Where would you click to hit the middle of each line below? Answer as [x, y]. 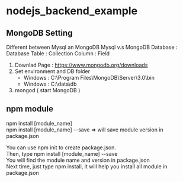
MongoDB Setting [39, 33]
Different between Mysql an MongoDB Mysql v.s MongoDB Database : [92, 47]
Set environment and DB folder [52, 71]
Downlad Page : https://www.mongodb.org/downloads [81, 65]
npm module [30, 109]
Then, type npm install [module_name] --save [62, 153]
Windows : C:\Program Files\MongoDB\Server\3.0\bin [89, 78]
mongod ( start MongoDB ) [47, 90]
